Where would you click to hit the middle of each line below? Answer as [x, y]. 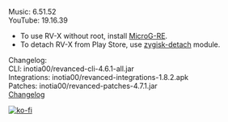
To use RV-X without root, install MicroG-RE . [94, 36]
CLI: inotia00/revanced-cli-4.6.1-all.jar [72, 69]
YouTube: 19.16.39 [38, 20]
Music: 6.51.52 [32, 12]
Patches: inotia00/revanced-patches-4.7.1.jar [83, 86]
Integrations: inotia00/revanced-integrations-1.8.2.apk [98, 77]
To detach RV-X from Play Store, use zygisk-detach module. [120, 44]
